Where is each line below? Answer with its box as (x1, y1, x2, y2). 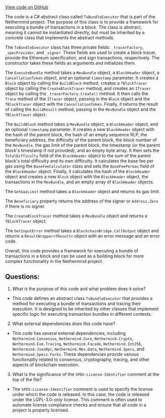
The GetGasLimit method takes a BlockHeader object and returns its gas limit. (5, 189, 160, 194)
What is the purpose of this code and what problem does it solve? (12, 286, 146, 292)
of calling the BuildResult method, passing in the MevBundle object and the (5, 106, 156, 112)
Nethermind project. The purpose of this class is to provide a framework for (5, 19, 159, 25)
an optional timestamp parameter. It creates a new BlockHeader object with (5, 126, 155, 132)
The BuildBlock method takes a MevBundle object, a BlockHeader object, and (5, 121, 159, 127)
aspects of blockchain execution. (12, 362, 80, 368)
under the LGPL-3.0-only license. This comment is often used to (12, 396, 142, 402)
